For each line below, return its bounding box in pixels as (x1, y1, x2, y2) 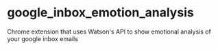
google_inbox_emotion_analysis (7, 5, 194, 21)
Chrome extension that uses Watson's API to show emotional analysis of (7, 27, 211, 36)
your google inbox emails (7, 34, 79, 42)
